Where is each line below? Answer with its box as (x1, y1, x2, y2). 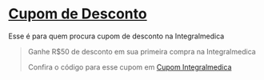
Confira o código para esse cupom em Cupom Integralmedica (27, 62, 232, 72)
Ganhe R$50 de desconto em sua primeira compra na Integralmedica (27, 46, 256, 56)
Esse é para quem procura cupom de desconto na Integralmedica (8, 31, 225, 41)
